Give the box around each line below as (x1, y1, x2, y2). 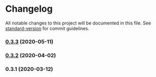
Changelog (5, 3, 53, 15)
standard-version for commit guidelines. (5, 25, 89, 31)
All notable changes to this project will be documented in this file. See (5, 20, 151, 26)
